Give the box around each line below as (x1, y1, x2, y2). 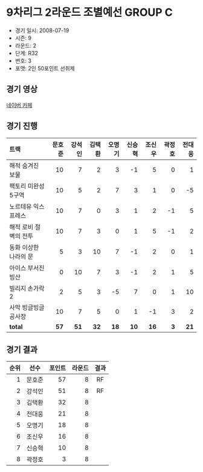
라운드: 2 (14, 42, 36, 49)
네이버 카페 (6, 101, 33, 109)
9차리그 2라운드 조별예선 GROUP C (6, 5, 173, 19)
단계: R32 (14, 49, 38, 56)
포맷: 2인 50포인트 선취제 (14, 64, 76, 72)
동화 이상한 (9, 243, 39, 252)
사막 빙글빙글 (9, 303, 45, 311)
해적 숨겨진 (9, 161, 39, 170)
